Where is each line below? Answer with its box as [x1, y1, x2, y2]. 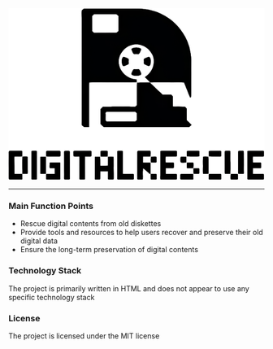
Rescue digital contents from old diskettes [19, 219, 162, 229]
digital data [19, 236, 58, 246]
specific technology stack [8, 292, 95, 302]
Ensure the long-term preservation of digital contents [19, 245, 199, 255]
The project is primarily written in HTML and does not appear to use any [8, 283, 249, 293]
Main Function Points [8, 200, 93, 212]
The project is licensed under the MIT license [8, 331, 160, 341]
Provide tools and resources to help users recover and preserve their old [19, 228, 264, 238]
